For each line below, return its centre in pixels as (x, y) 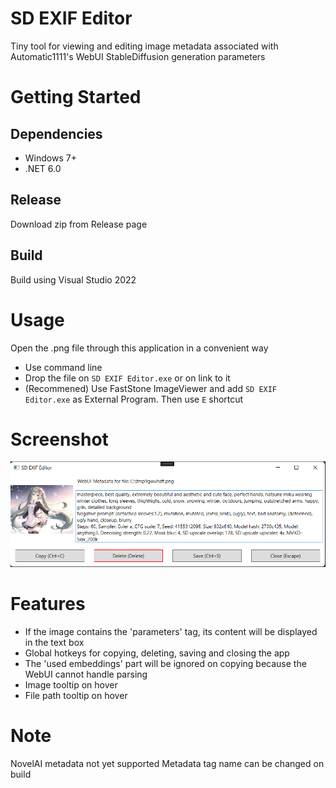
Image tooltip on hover (71, 684)
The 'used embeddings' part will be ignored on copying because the (165, 663)
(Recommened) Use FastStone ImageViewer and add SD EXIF (151, 388)
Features (48, 604)
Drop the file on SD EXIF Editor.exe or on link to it (127, 378)
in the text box (54, 642)
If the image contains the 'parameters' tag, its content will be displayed (171, 631)
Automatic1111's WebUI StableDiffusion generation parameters (138, 56)
